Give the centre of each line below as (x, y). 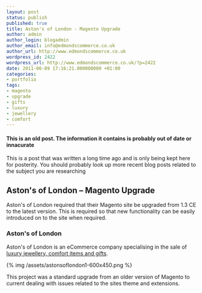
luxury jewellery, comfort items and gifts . (57, 253)
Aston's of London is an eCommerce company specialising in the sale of (97, 247)
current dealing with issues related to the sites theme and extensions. (93, 283)
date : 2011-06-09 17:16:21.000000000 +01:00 (63, 68)
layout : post (23, 12)
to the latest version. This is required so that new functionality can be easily (101, 211)
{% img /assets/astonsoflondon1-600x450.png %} (69, 265)
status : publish (27, 18)
